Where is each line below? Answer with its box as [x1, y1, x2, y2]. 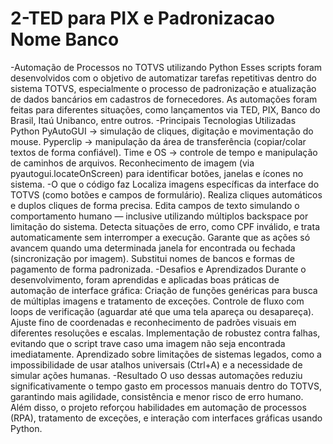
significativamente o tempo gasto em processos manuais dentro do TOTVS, [10, 380, 322, 392]
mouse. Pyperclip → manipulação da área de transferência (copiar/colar [10, 135, 307, 147]
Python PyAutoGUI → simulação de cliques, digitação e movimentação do [10, 125, 314, 137]
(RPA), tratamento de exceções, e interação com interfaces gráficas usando [10, 412, 323, 424]
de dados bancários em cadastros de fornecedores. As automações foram [10, 93, 318, 105]
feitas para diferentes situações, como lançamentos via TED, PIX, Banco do [10, 103, 321, 116]
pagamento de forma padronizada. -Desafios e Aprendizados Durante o [10, 263, 307, 275]
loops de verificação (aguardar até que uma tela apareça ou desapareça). [10, 305, 315, 317]
